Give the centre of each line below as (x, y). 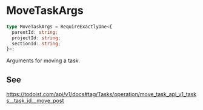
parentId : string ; (35, 32)
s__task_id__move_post (35, 101)
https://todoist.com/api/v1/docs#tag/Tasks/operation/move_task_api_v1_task (101, 94)
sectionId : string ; (36, 44)
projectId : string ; (36, 38)
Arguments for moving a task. (43, 60)
